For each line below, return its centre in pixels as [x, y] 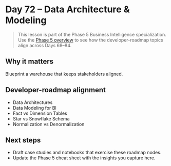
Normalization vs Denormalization [49, 124]
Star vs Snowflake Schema [41, 118]
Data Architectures [33, 102]
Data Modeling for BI [34, 108]
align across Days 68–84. [45, 45]
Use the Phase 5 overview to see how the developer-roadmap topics [90, 40]
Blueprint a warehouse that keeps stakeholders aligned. [64, 74]
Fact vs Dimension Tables [40, 113]
